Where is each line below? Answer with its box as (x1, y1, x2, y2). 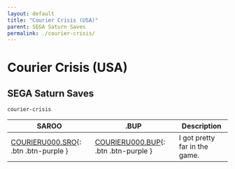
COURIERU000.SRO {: (10, 138, 82, 147)
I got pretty (178, 133, 215, 143)
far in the (178, 142, 208, 152)
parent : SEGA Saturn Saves (7, 23, 86, 30)
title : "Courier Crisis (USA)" (7, 17, 99, 24)
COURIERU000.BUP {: (94, 138, 166, 147)
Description (181, 122, 222, 131)
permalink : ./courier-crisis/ (7, 29, 96, 37)
